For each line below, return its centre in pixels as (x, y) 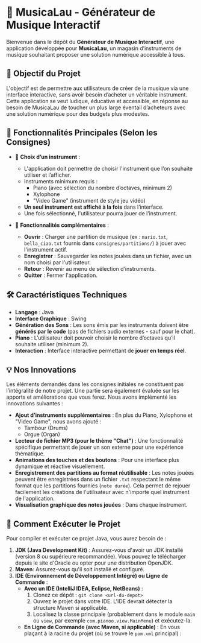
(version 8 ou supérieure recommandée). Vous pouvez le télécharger (100, 556)
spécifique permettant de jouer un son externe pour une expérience (99, 447)
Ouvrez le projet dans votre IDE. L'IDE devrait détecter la (103, 601)
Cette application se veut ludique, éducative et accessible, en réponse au (97, 101)
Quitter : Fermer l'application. (60, 275)
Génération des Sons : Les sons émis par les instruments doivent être (102, 325)
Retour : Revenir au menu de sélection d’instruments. (90, 268)
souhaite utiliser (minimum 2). (52, 344)
